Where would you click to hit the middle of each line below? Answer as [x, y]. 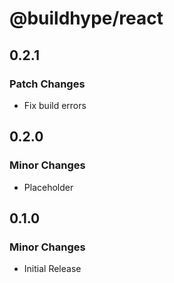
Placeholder [48, 187]
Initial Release [52, 269]
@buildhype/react [86, 18]
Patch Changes [47, 84]
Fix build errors [55, 105]
